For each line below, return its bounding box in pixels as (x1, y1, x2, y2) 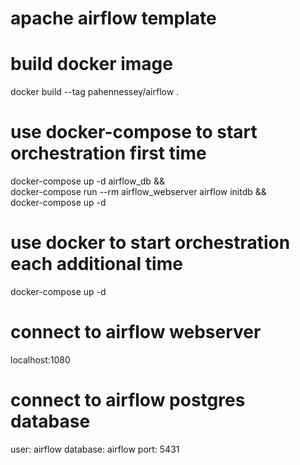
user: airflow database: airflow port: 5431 (10, 443, 180, 455)
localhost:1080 (10, 353, 71, 366)
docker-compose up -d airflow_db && (10, 175, 165, 187)
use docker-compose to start (10, 121, 258, 144)
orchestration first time (10, 142, 207, 165)
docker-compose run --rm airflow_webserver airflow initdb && (10, 186, 267, 198)
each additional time (10, 253, 183, 276)
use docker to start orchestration (10, 232, 291, 254)
